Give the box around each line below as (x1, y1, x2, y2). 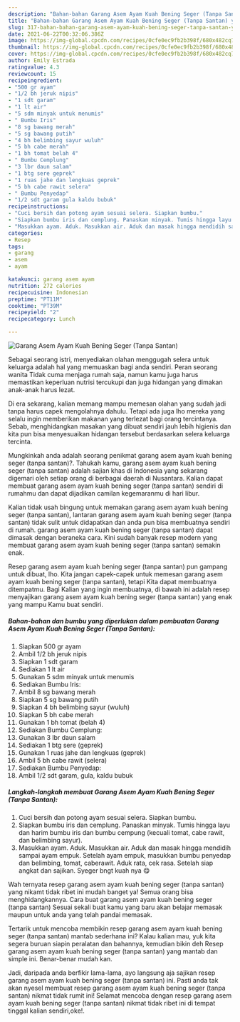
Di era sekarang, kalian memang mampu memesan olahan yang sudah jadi (8, 399, 226, 408)
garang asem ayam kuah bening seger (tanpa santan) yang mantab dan (8, 947, 218, 956)
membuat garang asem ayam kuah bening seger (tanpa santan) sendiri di (8, 481, 224, 490)
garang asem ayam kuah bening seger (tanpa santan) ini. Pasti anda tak (8, 976, 219, 984)
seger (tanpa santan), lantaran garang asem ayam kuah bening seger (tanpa (8, 511, 232, 518)
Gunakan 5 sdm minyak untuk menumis (18, 672, 135, 681)
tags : (8, 243, 24, 250)
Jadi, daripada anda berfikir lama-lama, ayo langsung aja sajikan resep (8, 968, 216, 977)
